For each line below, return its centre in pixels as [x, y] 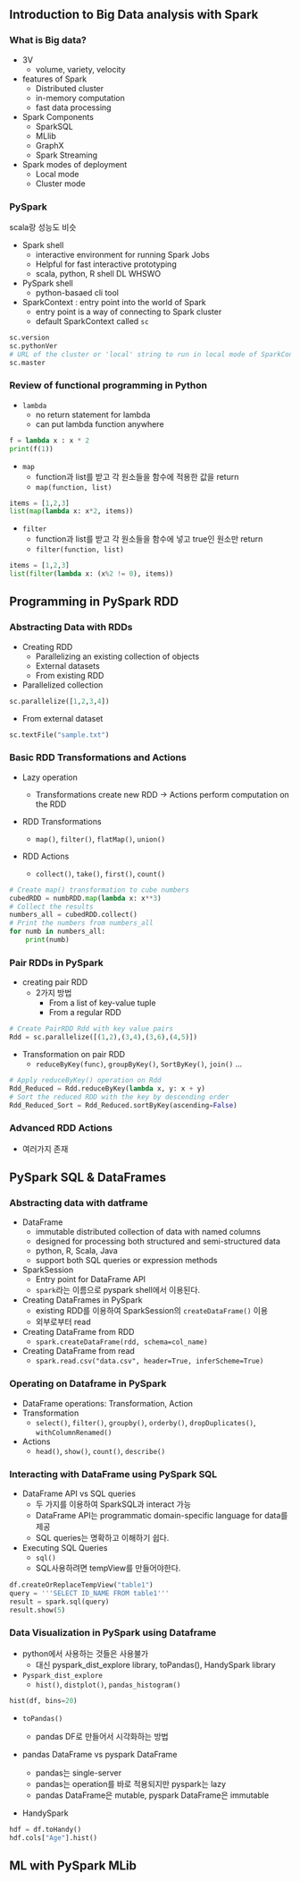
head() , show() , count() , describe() [100, 1450]
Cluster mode [61, 184]
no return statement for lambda [93, 415]
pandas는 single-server [79, 1773]
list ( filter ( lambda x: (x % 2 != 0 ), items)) [92, 574]
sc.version [29, 338]
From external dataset [62, 718]
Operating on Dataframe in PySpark [88, 1384]
